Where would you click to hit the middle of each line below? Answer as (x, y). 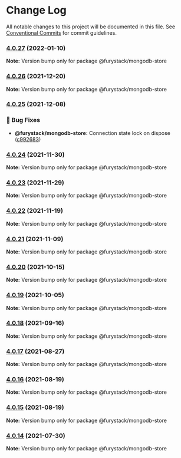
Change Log (36, 10)
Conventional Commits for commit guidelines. (61, 32)
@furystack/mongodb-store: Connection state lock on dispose (93, 133)
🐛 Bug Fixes (23, 120)
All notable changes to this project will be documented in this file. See (91, 27)
